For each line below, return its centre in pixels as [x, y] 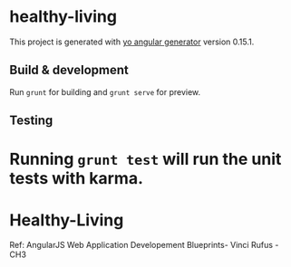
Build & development [69, 70]
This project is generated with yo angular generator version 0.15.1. [132, 42]
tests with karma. [76, 179]
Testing [31, 121]
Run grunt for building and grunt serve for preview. [105, 91]
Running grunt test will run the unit [145, 159]
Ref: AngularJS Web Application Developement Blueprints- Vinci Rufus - [144, 245]
